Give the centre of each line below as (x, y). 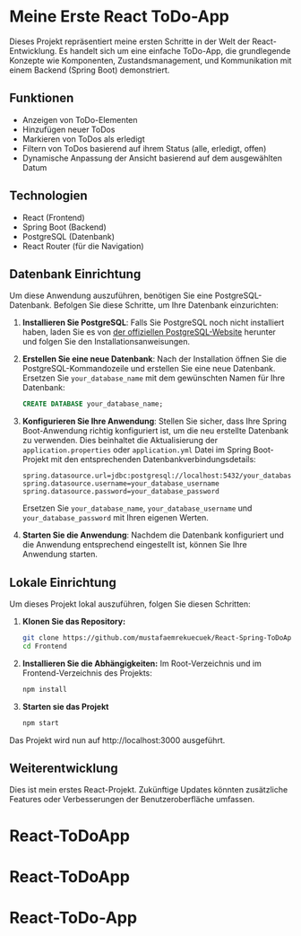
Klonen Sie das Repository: (74, 622)
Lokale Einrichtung (63, 582)
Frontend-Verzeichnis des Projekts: (87, 673)
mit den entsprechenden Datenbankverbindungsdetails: (154, 459)
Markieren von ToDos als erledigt (83, 139)
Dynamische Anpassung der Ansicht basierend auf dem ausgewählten (152, 158)
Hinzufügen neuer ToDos (69, 129)
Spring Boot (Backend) (64, 227)
